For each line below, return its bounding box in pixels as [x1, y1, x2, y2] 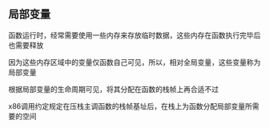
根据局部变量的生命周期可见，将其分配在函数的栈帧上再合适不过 [8, 84, 219, 94]
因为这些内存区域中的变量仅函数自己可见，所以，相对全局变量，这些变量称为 [8, 57, 261, 66]
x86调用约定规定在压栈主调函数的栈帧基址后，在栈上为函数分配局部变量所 [8, 101, 252, 110]
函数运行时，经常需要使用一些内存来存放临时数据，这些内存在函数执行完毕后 [8, 30, 261, 40]
